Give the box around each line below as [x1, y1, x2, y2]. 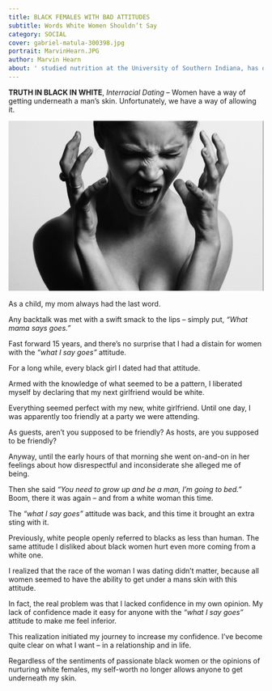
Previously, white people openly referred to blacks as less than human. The [8, 533, 260, 543]
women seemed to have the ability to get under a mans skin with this [8, 574, 237, 584]
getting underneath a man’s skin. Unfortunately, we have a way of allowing [8, 95, 257, 105]
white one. [8, 550, 44, 560]
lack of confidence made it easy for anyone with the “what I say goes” [8, 608, 244, 617]
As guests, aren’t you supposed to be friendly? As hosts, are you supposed [8, 427, 259, 437]
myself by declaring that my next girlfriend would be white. [8, 388, 205, 397]
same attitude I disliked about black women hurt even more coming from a [8, 542, 257, 552]
